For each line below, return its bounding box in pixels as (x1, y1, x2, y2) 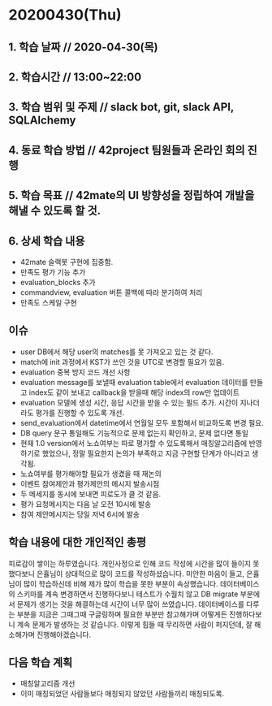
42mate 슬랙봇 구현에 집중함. (19, 257, 114, 266)
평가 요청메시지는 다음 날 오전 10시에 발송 (19, 499, 152, 509)
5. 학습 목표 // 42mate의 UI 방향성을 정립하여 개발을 (8, 188, 255, 202)
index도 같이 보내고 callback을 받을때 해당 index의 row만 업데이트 (28, 388, 240, 397)
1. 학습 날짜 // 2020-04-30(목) (8, 40, 158, 54)
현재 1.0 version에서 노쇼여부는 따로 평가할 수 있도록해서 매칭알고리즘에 (19, 438, 248, 448)
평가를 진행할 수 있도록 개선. (35, 408, 124, 418)
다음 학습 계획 (8, 656, 73, 669)
